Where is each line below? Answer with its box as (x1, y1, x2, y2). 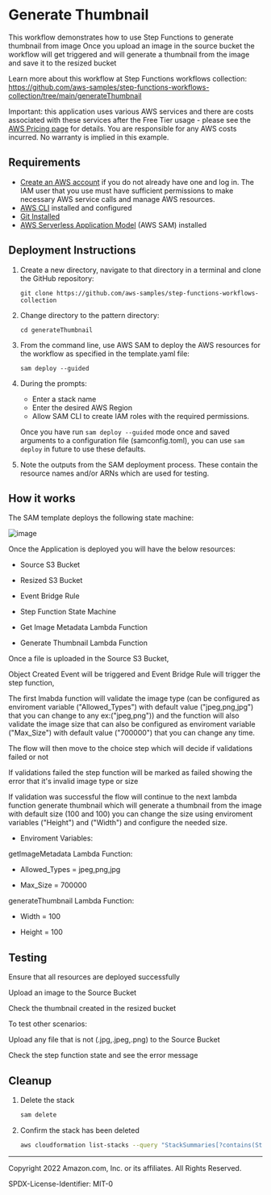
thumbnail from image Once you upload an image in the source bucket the (8, 40, 256, 50)
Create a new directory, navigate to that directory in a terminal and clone (19, 265, 261, 275)
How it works (8, 491, 76, 505)
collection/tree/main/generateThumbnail (8, 90, 143, 100)
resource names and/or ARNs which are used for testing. (19, 468, 210, 478)
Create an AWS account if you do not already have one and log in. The (19, 177, 254, 187)
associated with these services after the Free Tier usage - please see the (8, 115, 252, 124)
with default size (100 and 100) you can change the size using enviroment (8, 809, 253, 819)
